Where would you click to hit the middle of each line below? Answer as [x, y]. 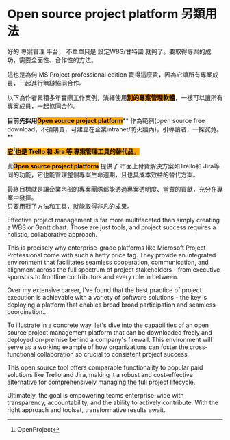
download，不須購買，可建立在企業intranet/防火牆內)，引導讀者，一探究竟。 [115, 129]
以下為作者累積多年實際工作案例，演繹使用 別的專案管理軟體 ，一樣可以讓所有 [115, 97]
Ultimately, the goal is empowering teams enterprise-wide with [95, 395]
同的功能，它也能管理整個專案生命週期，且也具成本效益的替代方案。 [103, 174]
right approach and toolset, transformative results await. [86, 410]
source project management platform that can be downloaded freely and [110, 332]
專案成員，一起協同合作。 [43, 106]
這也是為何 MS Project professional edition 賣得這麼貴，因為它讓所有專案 [110, 74]
